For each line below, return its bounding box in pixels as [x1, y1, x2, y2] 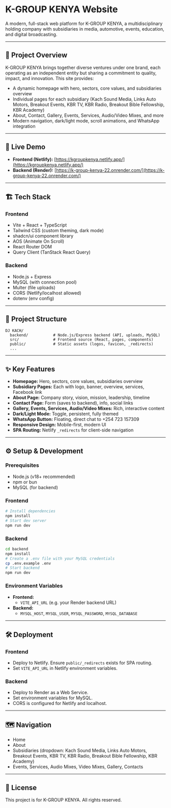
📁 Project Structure [5, 315, 67, 323]
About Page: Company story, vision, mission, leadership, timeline [12, 394, 150, 401]
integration [12, 123, 36, 129]
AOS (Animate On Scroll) [12, 238, 65, 244]
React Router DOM [12, 244, 52, 250]
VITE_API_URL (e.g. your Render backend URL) [20, 599, 117, 605]
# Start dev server [5, 518, 47, 523]
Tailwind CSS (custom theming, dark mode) [12, 228, 104, 234]
